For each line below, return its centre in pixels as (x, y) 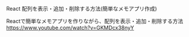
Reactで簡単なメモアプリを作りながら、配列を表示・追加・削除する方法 (95, 21)
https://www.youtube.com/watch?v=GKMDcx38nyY (70, 28)
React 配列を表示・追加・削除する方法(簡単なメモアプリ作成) (82, 9)
